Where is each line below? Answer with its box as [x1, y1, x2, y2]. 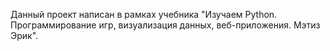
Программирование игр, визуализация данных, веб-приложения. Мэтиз [10, 19, 321, 31]
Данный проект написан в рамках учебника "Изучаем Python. [10, 9, 278, 20]
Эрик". [10, 30, 39, 41]
